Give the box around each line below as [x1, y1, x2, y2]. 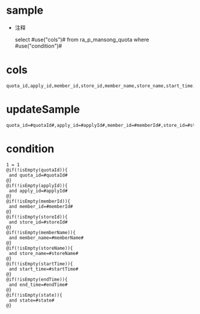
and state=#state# [8, 297, 55, 303]
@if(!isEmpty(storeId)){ [6, 214, 68, 220]
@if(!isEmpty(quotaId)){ [6, 167, 68, 173]
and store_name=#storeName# [8, 250, 79, 256]
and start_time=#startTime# [8, 266, 79, 272]
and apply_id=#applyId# [8, 188, 68, 194]
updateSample [6, 102, 80, 116]
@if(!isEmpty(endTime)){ [6, 276, 68, 282]
